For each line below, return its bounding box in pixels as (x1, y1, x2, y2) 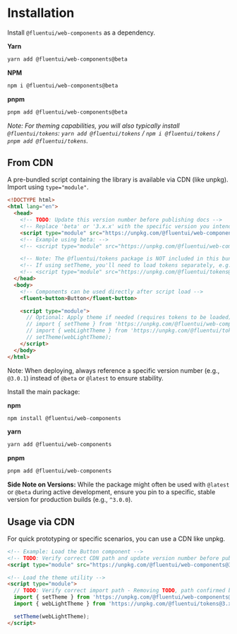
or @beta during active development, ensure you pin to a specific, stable (7, 488, 216, 496)
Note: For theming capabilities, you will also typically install (7, 121, 180, 130)
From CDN (7, 157, 54, 169)
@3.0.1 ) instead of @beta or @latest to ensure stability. (7, 373, 164, 382)
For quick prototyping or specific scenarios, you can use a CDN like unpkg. (7, 534, 226, 543)
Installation (7, 5, 75, 21)
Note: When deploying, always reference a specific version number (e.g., (7, 366, 220, 375)
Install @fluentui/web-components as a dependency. (7, 28, 156, 37)
